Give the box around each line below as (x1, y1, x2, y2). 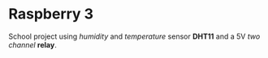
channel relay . (8, 39, 57, 49)
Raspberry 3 (8, 5, 94, 23)
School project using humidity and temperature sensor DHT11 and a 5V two (8, 31, 261, 41)
